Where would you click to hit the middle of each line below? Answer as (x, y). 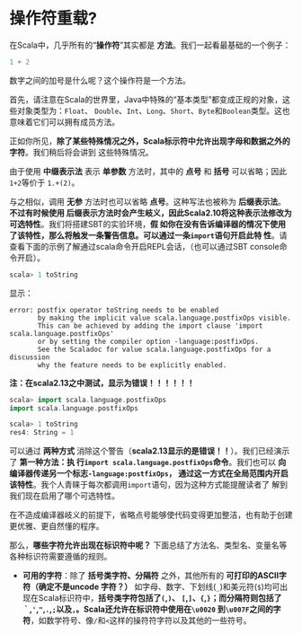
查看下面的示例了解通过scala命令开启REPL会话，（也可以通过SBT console (145, 246)
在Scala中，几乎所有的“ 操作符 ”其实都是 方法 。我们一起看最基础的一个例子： (150, 45)
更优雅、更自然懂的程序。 (57, 526)
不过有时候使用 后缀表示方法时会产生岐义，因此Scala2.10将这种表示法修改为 (151, 213)
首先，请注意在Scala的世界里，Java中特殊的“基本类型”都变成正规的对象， (146, 99)
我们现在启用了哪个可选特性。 (64, 496)
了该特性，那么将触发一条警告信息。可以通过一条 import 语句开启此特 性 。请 (148, 235)
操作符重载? (53, 18)
